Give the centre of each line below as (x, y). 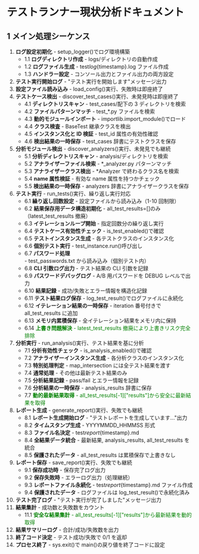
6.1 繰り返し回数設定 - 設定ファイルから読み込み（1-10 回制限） (102, 201)
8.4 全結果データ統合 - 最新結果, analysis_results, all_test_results (104, 440)
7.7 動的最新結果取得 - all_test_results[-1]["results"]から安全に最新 (105, 395)
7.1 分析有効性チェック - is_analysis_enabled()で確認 (88, 351)
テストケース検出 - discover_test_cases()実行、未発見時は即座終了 (97, 97)
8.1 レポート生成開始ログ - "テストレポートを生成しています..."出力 (106, 418)
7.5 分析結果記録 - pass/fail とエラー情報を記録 (82, 380)
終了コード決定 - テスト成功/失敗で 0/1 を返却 (71, 537)
